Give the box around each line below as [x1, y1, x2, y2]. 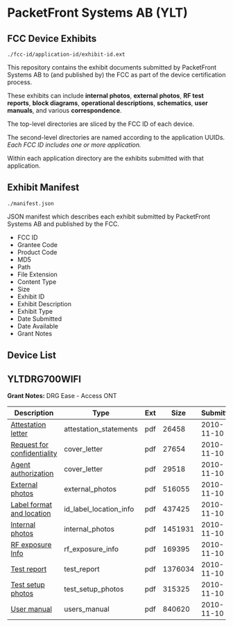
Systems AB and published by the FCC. [7, 219, 120, 228]
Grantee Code [17, 240, 58, 248]
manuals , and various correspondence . [7, 106, 122, 114]
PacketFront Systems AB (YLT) [7, 5, 189, 21]
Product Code [17, 248, 58, 256]
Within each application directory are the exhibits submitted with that [7, 154, 205, 162]
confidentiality [10, 449, 58, 459]
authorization [10, 468, 54, 478]
